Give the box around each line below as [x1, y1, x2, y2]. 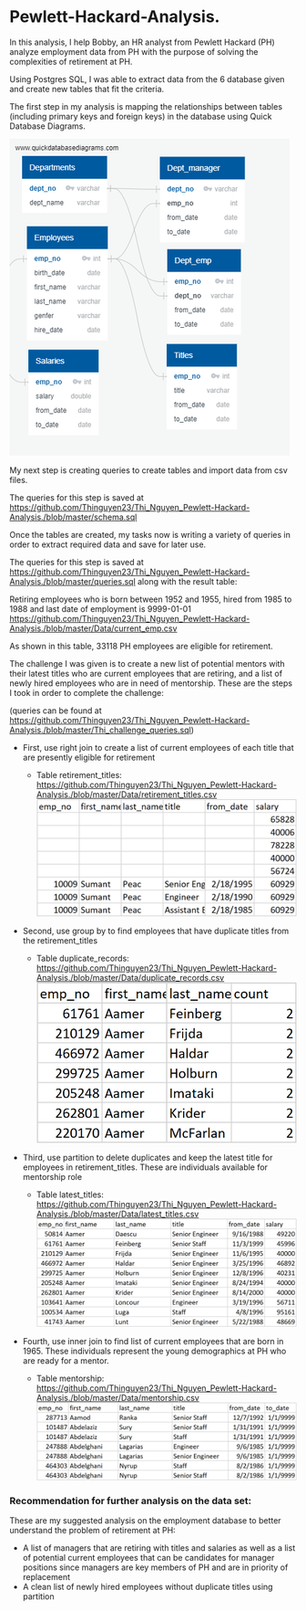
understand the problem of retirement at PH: [9, 1524, 176, 1535]
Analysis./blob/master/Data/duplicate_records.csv [36, 972, 225, 983]
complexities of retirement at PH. [9, 56, 133, 67]
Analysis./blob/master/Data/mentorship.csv [36, 1392, 200, 1403]
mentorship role [22, 1172, 83, 1183]
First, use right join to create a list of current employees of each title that [22, 742, 294, 753]
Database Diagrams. [9, 121, 87, 132]
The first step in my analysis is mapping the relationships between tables [9, 100, 283, 111]
